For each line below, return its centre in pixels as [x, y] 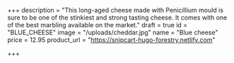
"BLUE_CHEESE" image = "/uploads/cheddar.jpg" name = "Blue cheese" [113, 32]
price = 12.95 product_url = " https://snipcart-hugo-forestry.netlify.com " [111, 40]
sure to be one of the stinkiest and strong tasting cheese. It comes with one [117, 17]
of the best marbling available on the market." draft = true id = [98, 25]
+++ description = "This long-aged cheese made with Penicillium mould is [116, 10]
